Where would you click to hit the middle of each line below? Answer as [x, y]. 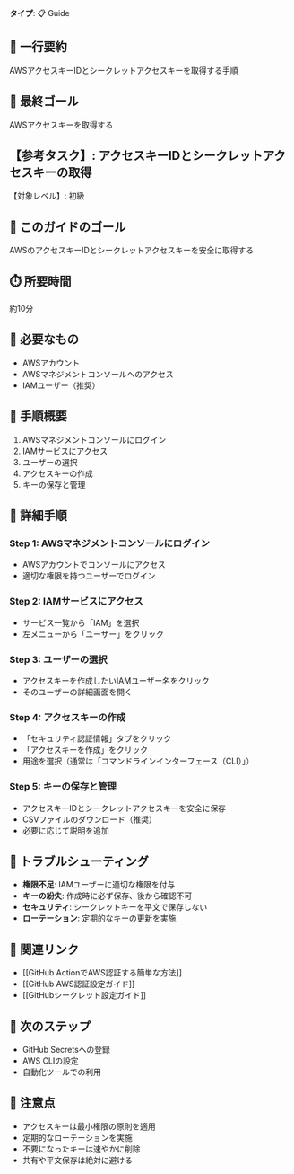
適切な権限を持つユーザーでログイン [89, 576]
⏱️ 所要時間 [40, 281]
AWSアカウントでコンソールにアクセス [94, 565]
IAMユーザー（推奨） [61, 385]
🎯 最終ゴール [44, 102]
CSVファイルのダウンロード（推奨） [89, 819]
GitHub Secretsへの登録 [66, 1050]
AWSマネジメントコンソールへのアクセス [98, 374]
